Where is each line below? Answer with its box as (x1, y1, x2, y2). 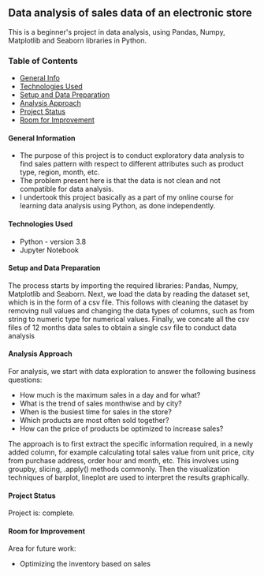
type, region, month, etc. (19, 167, 100, 177)
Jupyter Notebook (19, 245, 79, 255)
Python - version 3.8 (19, 237, 87, 246)
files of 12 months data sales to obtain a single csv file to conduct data (8, 323, 237, 332)
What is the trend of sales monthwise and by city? (19, 398, 183, 408)
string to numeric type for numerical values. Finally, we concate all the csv (8, 314, 250, 324)
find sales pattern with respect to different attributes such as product (19, 159, 244, 169)
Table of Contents (8, 55, 79, 66)
